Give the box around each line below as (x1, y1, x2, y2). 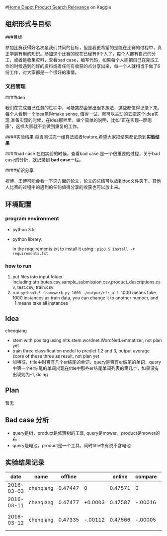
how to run (5, 263, 32, 269)
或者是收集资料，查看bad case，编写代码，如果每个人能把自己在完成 (13, 57, 155, 63)
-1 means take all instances (12, 300, 68, 306)
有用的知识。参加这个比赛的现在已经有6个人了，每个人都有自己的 (18, 51, 152, 57)
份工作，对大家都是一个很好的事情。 (5, 69, 80, 75)
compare (135, 473, 157, 480)
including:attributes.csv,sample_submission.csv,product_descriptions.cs (12, 279, 161, 285)
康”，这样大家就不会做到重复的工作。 (5, 124, 82, 130)
